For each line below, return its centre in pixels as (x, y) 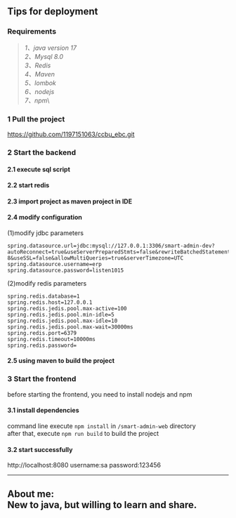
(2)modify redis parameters (47, 283)
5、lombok (40, 83)
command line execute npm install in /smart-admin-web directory (102, 426)
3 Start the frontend (42, 379)
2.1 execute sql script (39, 169)
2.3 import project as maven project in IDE (70, 201)
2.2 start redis (28, 185)
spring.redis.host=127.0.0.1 (50, 302)
